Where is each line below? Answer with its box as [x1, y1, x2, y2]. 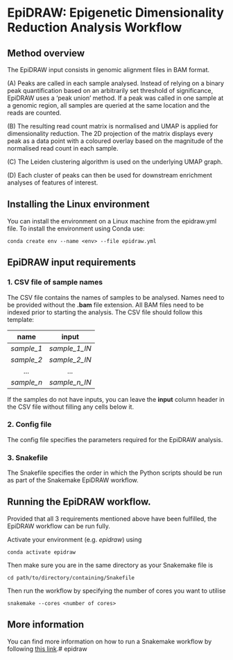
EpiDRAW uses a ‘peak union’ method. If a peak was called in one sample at [7, 94, 224, 102]
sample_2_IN [49, 355, 92, 364]
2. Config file [7, 420, 52, 430]
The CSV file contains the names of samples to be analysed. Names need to [7, 293, 225, 301]
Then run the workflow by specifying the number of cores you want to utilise [7, 586, 226, 595]
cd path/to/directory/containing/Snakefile [7, 574, 135, 581]
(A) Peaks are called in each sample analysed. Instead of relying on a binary [7, 79, 224, 87]
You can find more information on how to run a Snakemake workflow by [7, 637, 212, 645]
